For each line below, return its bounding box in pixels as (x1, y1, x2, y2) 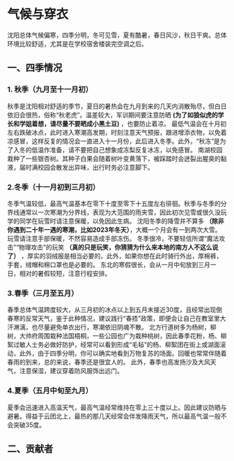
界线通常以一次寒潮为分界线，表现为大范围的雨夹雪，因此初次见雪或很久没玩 (7, 207, 227, 217)
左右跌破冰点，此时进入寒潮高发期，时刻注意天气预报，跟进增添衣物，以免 (7, 128, 221, 136)
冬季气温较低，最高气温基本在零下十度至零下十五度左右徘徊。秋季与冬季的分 (7, 199, 227, 207)
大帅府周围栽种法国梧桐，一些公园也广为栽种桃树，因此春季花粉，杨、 (19, 332, 221, 340)
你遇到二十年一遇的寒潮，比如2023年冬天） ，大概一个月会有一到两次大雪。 (7, 225, 221, 234)
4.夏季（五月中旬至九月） (7, 386, 93, 395)
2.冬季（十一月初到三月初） (7, 182, 100, 192)
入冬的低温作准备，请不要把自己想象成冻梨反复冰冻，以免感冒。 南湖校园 (13, 145, 223, 154)
